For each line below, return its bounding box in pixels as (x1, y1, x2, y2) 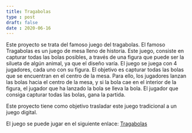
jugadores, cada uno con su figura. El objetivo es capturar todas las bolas (6, 66, 184, 74)
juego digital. (6, 109, 38, 116)
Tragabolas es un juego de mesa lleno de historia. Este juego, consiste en (6, 48, 184, 55)
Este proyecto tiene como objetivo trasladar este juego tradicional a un (6, 102, 177, 109)
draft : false (6, 19, 38, 25)
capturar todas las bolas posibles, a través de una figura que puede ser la (6, 54, 184, 61)
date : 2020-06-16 (6, 25, 51, 31)
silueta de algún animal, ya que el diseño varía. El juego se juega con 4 (6, 60, 177, 67)
